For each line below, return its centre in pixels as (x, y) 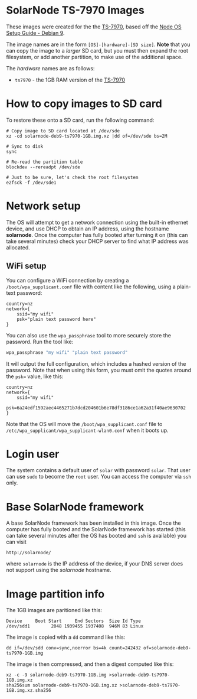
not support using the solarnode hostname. (59, 570)
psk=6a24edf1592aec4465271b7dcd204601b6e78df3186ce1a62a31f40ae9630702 (96, 408)
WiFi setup (26, 266)
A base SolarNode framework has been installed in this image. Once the (93, 523)
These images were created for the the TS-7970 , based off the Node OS (94, 27)
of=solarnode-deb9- (168, 648)
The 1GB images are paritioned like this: (54, 610)
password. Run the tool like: (40, 342)
